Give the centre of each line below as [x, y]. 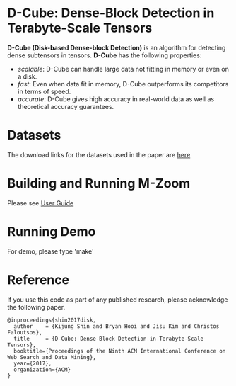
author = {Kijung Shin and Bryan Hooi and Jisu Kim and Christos [117, 326]
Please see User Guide [41, 203]
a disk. [27, 76]
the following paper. [36, 307]
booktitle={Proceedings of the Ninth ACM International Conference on [120, 351]
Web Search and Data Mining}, [52, 357]
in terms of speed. [44, 91]
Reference [38, 279]
